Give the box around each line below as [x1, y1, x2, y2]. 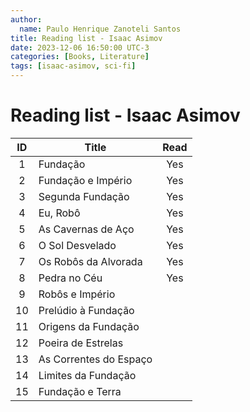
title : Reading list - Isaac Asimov [10, 33, 163, 43]
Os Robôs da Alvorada [38, 254, 143, 268]
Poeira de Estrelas [38, 336, 124, 350]
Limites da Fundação [38, 368, 137, 382]
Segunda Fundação [38, 189, 130, 203]
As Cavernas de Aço [38, 222, 135, 236]
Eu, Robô [38, 206, 81, 220]
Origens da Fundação [38, 319, 140, 333]
